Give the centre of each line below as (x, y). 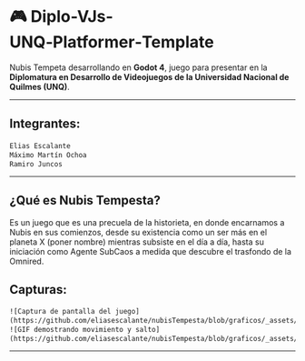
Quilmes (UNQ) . (39, 86)
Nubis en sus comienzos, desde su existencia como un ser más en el (138, 232)
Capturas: (38, 290)
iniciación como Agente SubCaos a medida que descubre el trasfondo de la (151, 251)
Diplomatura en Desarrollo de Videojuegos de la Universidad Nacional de (149, 76)
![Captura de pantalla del (60, 312)
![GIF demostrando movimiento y (70, 330)
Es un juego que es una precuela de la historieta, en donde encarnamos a (147, 222)
